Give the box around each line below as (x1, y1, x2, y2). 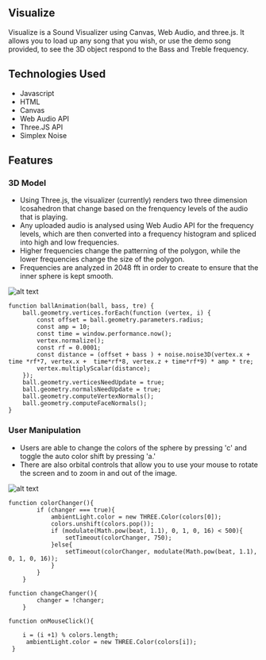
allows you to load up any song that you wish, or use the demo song (8, 36, 232, 45)
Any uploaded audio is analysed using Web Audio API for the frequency (19, 221, 254, 230)
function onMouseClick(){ (8, 617, 94, 625)
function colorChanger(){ (8, 499, 94, 507)
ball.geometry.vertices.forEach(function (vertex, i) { (22, 309, 212, 317)
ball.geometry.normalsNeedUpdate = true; (22, 385, 161, 394)
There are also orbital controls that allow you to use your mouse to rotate (19, 460, 258, 469)
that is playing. (19, 212, 68, 222)
